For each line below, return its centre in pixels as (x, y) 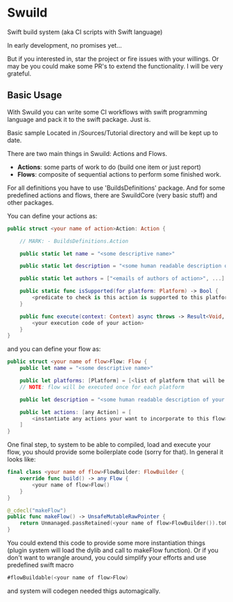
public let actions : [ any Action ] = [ (76, 412)
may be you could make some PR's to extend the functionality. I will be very (115, 66)
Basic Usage (35, 95)
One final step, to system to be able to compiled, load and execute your (109, 445)
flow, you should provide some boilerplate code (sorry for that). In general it (115, 452)
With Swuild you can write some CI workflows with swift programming (107, 112)
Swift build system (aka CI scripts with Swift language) (85, 32)
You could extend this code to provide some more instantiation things (106, 543)
